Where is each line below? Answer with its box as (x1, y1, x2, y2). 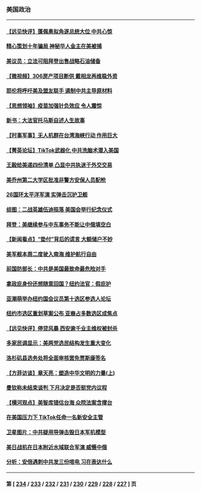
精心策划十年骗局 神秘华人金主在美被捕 (6, 43, 102, 50)
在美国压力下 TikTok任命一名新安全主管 (6, 414, 103, 421)
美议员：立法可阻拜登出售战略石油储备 (6, 58, 100, 65)
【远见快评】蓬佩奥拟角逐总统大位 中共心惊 (6, 28, 112, 35)
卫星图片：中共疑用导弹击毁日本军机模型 (6, 428, 106, 435)
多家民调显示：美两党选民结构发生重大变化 (6, 339, 111, 347)
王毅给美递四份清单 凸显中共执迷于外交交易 (6, 161, 112, 169)
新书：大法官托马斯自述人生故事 (6, 117, 85, 124)
